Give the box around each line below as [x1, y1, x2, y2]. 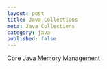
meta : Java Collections [7, 23, 75, 29]
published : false [7, 36, 57, 42]
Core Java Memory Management [7, 54, 101, 62]
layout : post [7, 10, 45, 17]
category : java [7, 29, 51, 36]
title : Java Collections [7, 16, 78, 23]
